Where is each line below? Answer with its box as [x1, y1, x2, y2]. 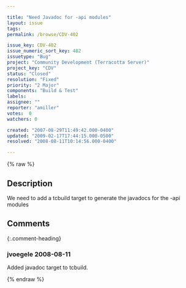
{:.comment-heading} [7, 234, 62, 242]
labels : [7, 93, 27, 99]
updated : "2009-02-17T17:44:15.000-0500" [7, 132, 114, 139]
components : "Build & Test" [7, 88, 79, 94]
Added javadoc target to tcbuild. [7, 264, 88, 272]
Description [7, 178, 53, 189]
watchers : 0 [7, 116, 37, 122]
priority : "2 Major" [7, 82, 60, 88]
